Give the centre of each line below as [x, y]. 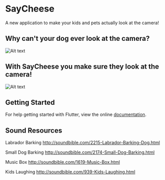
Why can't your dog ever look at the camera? [78, 39]
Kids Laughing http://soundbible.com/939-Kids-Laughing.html [70, 172]
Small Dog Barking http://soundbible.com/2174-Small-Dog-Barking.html [80, 152]
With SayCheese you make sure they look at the [82, 67]
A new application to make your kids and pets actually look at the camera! [82, 23]
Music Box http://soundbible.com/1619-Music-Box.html [63, 162]
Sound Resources [34, 130]
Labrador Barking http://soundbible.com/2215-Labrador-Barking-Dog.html [83, 143]
